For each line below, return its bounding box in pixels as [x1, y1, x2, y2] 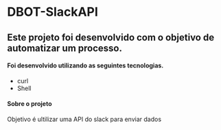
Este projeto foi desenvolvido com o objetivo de [7, 32, 215, 43]
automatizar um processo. [7, 42, 122, 54]
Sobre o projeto [7, 100, 52, 108]
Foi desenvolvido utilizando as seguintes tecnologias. [7, 61, 164, 69]
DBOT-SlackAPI [7, 4, 98, 20]
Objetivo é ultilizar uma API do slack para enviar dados [7, 115, 162, 123]
